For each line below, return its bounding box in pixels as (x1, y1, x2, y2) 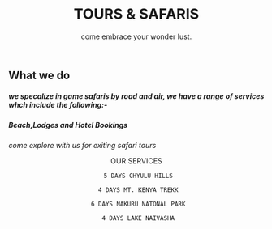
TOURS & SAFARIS (73, 5, 200, 23)
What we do (8, 68, 71, 82)
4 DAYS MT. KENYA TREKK (97, 186, 179, 194)
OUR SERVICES (110, 156, 162, 166)
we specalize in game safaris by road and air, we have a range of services (8, 91, 265, 101)
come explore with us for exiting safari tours (8, 141, 157, 151)
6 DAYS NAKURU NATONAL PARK (90, 200, 186, 209)
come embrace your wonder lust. (80, 32, 192, 41)
